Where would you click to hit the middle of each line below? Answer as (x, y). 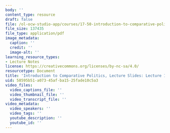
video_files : (19, 85)
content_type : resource (30, 15)
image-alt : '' (25, 52)
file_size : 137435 (25, 29)
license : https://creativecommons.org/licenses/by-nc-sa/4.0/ (72, 66)
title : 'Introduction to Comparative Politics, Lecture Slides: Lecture (83, 76)
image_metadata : (22, 38)
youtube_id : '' (26, 123)
